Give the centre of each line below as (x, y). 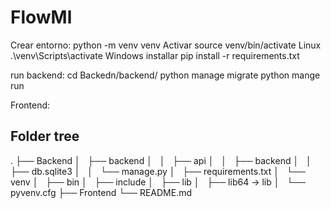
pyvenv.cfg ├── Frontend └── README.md (101, 192)
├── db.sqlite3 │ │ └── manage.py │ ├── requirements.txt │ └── (158, 171)
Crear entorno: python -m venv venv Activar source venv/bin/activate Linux (166, 45)
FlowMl (41, 17)
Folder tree (45, 136)
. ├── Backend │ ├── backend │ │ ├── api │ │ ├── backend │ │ (161, 160)
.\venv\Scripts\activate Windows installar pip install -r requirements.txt (155, 55)
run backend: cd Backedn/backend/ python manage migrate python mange (165, 75)
